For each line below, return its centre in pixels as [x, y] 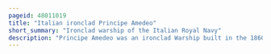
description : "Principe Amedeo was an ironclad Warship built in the [128, 38]
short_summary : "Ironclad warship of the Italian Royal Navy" [115, 30]
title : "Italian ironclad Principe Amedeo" [83, 23]
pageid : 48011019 [38, 15]
